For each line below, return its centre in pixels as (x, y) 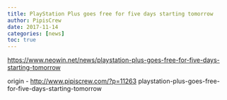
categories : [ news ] (36, 33)
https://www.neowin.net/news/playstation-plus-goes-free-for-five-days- (114, 60)
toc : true (22, 40)
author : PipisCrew (34, 20)
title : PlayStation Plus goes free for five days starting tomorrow (110, 14)
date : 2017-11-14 (33, 27)
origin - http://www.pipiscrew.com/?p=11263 (72, 81)
